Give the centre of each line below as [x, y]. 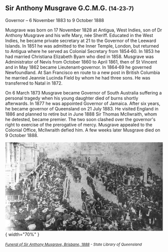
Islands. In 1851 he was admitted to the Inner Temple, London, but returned [82, 46]
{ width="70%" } [22, 234]
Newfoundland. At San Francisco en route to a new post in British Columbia [82, 72]
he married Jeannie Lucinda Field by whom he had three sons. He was [78, 77]
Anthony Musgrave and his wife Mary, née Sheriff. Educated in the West [79, 35]
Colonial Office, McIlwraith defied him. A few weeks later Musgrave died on [83, 130]
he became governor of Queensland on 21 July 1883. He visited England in [82, 108]
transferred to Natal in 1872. [34, 83]
